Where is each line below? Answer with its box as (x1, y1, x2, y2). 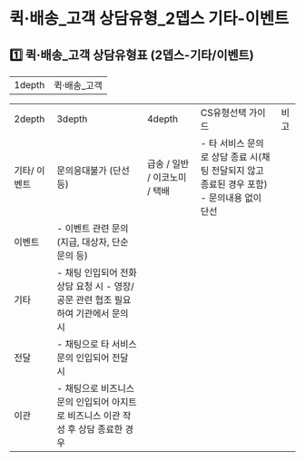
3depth (56, 113, 88, 125)
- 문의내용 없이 (200, 191, 261, 204)
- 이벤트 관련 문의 (56, 222, 129, 234)
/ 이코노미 (146, 172, 187, 183)
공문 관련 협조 (56, 294, 113, 306)
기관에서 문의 (75, 308, 129, 319)
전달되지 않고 (211, 164, 265, 177)
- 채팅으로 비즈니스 (56, 382, 134, 395)
